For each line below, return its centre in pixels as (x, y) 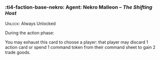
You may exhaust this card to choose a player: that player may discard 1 (77, 42)
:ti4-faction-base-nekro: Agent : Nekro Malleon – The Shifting (79, 7)
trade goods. (18, 52)
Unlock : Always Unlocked (30, 24)
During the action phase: (30, 33)
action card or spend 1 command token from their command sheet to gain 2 (80, 48)
